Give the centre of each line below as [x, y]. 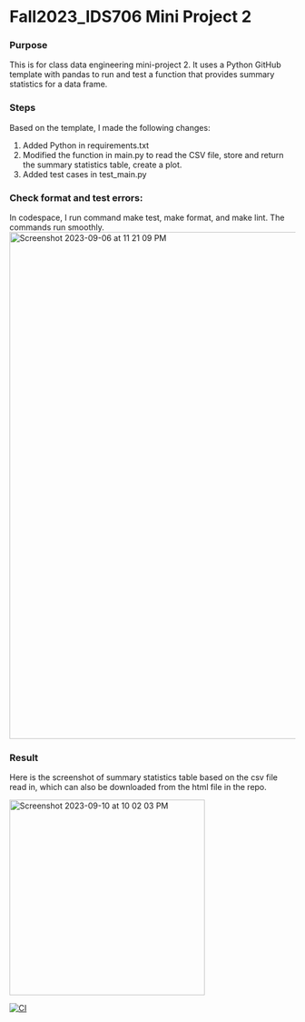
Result [24, 758]
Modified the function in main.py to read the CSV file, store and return [153, 155]
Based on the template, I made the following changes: [110, 127]
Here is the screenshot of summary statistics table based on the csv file [144, 777]
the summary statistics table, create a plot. [102, 165]
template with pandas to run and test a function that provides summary [142, 75]
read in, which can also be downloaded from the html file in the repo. [138, 787]
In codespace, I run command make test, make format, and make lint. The [147, 218]
